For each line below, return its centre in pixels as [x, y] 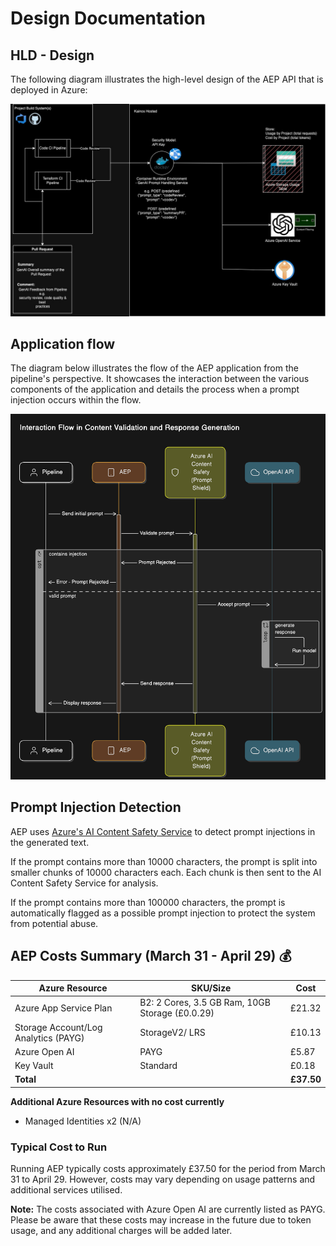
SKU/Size [211, 988]
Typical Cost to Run [59, 1147]
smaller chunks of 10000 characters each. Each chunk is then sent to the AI [166, 872]
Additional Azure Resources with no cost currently [117, 1101]
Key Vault [34, 1066]
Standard [158, 1066]
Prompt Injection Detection [96, 807]
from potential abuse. [54, 923]
